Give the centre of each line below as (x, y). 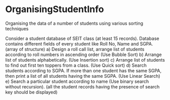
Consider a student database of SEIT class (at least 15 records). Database (82, 38)
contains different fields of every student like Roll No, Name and (72, 43)
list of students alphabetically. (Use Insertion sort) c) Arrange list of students (85, 60)
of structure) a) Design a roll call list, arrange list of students (82, 49)
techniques (17, 28)
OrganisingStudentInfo (55, 9)
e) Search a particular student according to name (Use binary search (77, 81)
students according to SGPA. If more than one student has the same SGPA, (83, 70)
